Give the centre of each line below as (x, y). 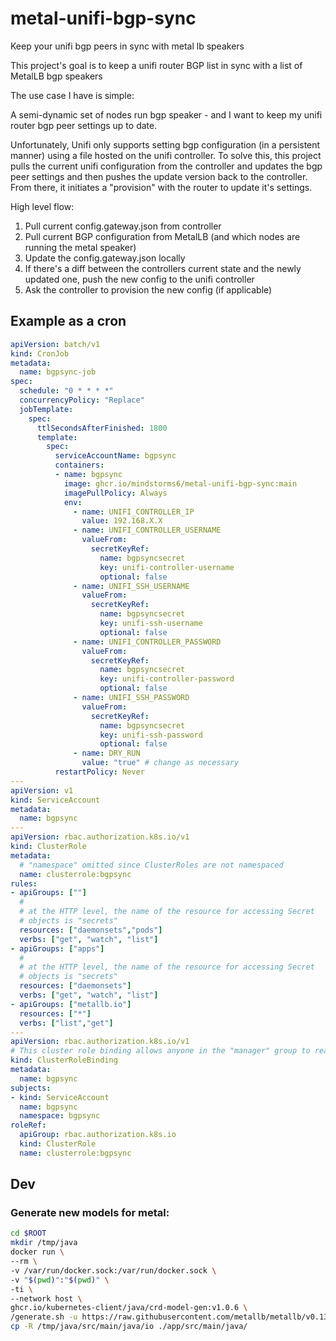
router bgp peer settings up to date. (84, 125)
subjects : (31, 1088)
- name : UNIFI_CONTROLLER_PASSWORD (147, 642)
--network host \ (46, 1298)
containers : (79, 465)
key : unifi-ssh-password (151, 735)
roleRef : (28, 1125)
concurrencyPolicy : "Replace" (82, 400)
